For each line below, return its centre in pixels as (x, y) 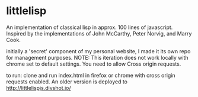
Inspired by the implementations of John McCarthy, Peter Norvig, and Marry (99, 33)
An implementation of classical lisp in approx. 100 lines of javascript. (90, 27)
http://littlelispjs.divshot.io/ (39, 88)
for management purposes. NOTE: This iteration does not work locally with (97, 57)
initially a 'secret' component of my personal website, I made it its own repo (98, 51)
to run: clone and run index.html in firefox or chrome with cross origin (91, 75)
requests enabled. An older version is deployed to (67, 82)
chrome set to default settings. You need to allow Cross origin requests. (94, 64)
